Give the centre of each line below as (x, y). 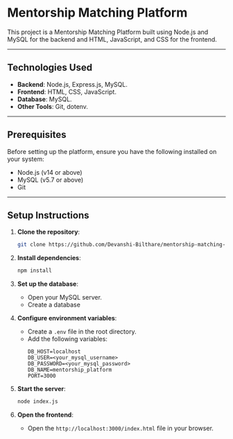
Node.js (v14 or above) (50, 172)
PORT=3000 (42, 376)
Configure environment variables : (67, 318)
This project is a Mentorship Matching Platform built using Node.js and (108, 32)
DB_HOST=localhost (54, 352)
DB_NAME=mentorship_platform (70, 370)
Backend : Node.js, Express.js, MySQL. (72, 84)
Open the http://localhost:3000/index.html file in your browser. (120, 428)
